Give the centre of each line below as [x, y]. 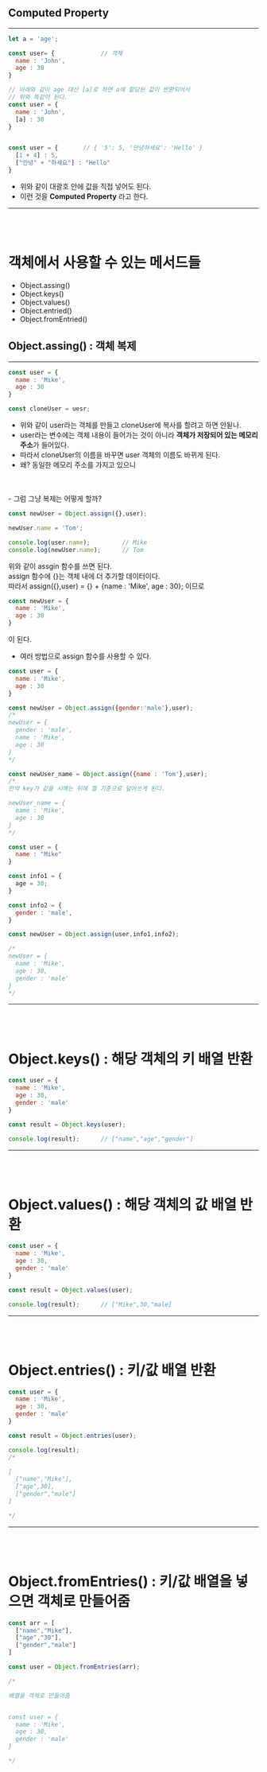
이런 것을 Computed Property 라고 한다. [84, 196]
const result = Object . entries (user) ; [72, 1436]
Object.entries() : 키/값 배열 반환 [112, 1370]
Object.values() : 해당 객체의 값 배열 [122, 1205]
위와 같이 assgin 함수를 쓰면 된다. [60, 566]
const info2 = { [35, 905]
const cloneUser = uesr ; [49, 409]
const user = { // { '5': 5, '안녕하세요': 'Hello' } [106, 148]
